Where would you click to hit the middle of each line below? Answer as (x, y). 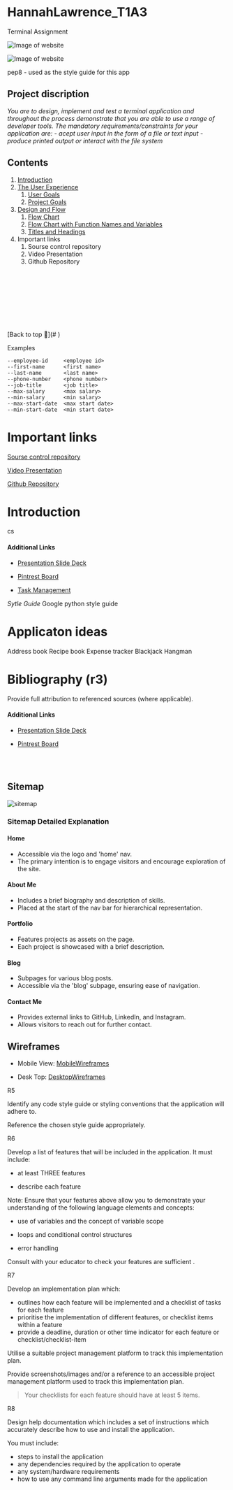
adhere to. (22, 1112)
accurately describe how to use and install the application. (91, 1430)
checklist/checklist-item (52, 1340)
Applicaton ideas (58, 632)
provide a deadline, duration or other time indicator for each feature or (118, 1332)
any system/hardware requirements (68, 1472)
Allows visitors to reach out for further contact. (84, 1024)
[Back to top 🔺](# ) (34, 334)
